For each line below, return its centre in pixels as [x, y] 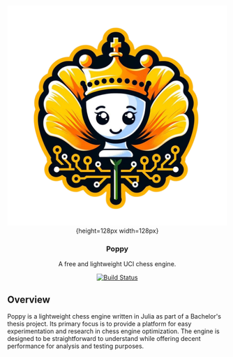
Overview [29, 299]
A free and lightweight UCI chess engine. [117, 264]
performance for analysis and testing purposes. [76, 346]
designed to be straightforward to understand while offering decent [104, 339]
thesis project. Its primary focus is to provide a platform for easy [99, 324]
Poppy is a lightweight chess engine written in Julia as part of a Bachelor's [114, 316]
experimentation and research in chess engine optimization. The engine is [113, 331]
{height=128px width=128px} [117, 231]
